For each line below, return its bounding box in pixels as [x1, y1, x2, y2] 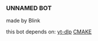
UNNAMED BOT [6, 4, 52, 12]
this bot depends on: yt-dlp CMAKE [6, 28, 92, 35]
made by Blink [6, 17, 40, 24]
